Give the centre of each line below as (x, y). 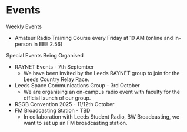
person (23, 44)
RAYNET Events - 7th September (54, 67)
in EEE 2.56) (48, 44)
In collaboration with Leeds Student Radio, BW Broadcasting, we (101, 116)
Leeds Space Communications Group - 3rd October (77, 85)
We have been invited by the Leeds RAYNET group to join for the (101, 73)
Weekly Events (24, 26)
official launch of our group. (57, 98)
